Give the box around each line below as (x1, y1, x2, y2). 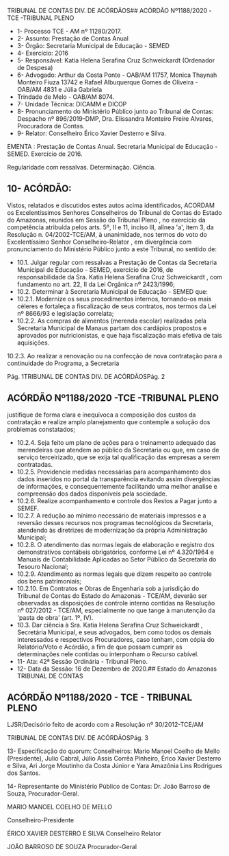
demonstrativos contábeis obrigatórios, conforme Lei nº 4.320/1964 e (16, 548, 214, 556)
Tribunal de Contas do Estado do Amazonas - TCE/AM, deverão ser (16, 591, 207, 600)
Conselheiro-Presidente (7, 816, 75, 824)
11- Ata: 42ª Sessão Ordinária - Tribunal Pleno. (16, 657, 148, 665)
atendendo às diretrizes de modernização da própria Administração (16, 526, 208, 534)
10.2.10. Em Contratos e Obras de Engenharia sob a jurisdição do (16, 584, 200, 592)
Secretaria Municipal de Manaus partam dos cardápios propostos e (16, 323, 207, 332)
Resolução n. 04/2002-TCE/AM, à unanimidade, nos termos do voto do (7, 230, 207, 238)
